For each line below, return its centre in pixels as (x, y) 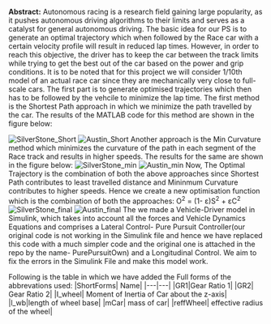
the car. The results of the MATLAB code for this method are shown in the (131, 115)
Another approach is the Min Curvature (196, 139)
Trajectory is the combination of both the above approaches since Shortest (134, 174)
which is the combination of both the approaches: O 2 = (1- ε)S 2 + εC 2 (125, 200)
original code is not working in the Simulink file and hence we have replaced (135, 235)
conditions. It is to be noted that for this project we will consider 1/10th (125, 72)
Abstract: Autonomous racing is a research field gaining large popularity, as (135, 12)
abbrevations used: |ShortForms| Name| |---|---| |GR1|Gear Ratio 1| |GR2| (131, 285)
